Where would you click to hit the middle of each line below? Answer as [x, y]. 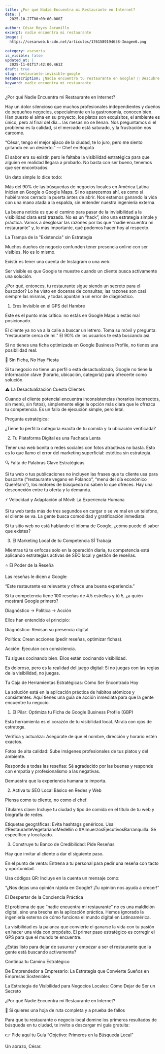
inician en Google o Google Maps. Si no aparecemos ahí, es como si [74, 192]
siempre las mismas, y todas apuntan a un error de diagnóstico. [70, 296]
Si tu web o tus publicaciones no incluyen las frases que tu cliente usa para [82, 474]
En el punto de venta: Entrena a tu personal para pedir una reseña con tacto [82, 863]
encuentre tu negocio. [28, 702]
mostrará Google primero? [32, 601]
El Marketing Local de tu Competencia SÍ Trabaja [62, 541]
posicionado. [18, 320]
